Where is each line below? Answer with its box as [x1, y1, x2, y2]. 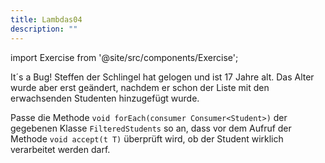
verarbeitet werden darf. [10, 143, 111, 155]
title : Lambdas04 [10, 14, 83, 25]
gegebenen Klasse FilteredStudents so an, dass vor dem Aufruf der [10, 122, 292, 134]
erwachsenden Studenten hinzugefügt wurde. [10, 92, 200, 104]
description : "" [10, 24, 78, 34]
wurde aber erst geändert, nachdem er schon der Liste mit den [10, 81, 270, 93]
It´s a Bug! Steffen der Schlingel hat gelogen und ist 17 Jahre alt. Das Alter [10, 71, 315, 83]
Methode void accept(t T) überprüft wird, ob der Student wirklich [10, 132, 284, 145]
